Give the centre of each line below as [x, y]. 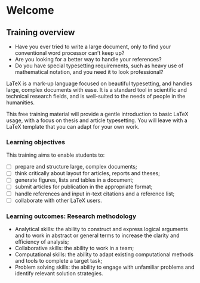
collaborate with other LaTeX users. [59, 200]
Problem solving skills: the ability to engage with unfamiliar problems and [104, 267]
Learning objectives [36, 142]
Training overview [41, 32]
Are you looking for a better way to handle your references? [88, 59]
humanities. [20, 102]
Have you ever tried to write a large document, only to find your [93, 46]
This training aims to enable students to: [56, 155]
